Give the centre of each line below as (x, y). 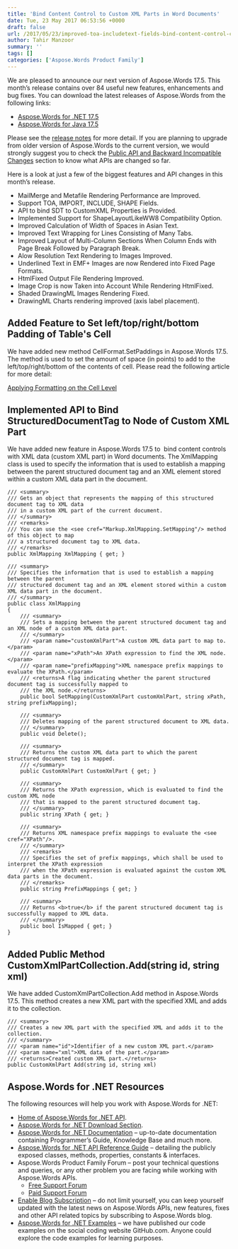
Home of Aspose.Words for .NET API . (72, 1118)
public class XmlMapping (44, 604)
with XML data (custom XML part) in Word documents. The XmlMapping (113, 457)
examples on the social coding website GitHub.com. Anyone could (114, 1230)
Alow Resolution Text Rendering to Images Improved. (95, 255)
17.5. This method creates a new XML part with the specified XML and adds (117, 1001)
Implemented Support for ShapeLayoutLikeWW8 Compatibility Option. (120, 218)
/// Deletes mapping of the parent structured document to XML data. (125, 722)
